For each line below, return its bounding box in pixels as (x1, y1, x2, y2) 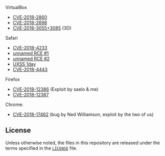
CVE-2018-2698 (12, 20, 48, 25)
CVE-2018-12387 (12, 92, 49, 97)
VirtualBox (5, 5, 27, 10)
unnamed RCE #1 (12, 50, 49, 56)
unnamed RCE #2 (12, 56, 50, 62)
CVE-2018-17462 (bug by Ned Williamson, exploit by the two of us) (12, 112, 154, 117)
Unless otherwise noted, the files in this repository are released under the (5, 140, 160, 146)
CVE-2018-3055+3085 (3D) (12, 25, 72, 31)
